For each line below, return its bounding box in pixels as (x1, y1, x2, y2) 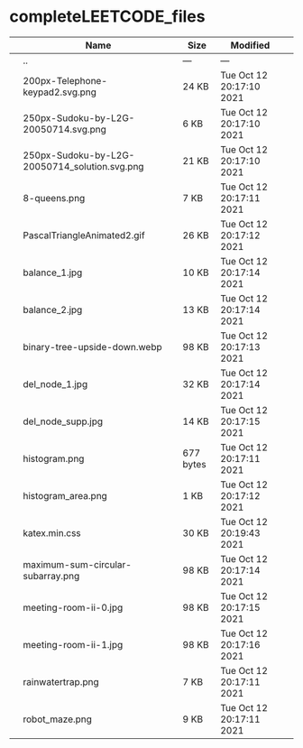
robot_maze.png (23, 713, 93, 725)
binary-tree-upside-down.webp (23, 340, 162, 353)
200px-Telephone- (23, 74, 108, 87)
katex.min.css (23, 526, 81, 539)
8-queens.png (23, 191, 86, 204)
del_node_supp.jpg (23, 415, 104, 428)
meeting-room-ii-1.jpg (23, 638, 124, 651)
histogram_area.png (23, 489, 108, 502)
